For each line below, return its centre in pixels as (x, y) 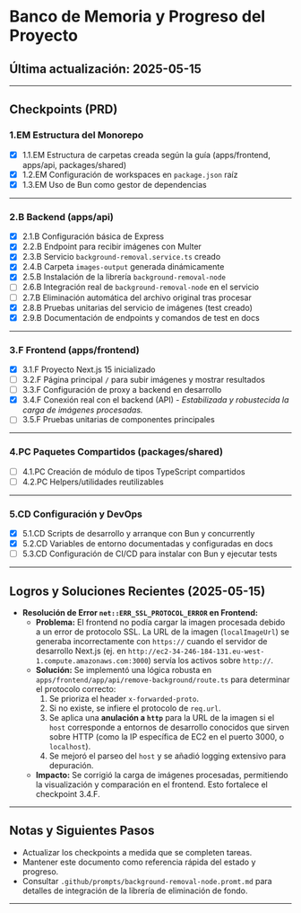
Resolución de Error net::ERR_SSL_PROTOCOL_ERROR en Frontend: (140, 613)
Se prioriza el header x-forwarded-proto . (124, 699)
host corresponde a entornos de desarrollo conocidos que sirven (169, 727)
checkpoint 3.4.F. (68, 794)
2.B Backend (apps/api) (61, 217)
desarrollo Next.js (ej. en (81, 651)
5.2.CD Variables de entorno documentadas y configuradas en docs (147, 544)
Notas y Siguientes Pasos (82, 831)
